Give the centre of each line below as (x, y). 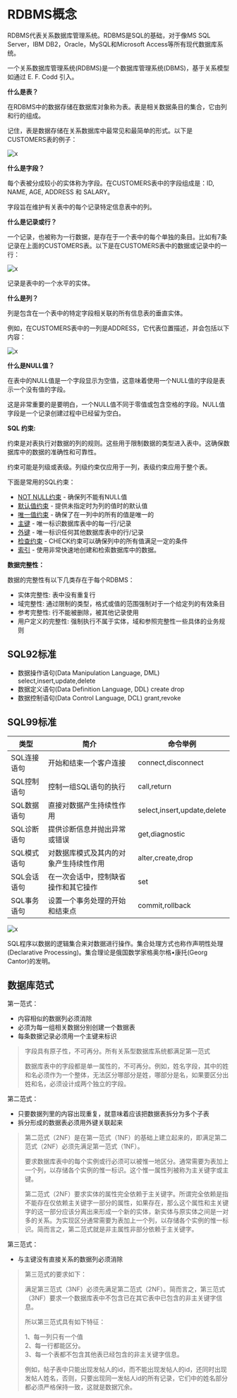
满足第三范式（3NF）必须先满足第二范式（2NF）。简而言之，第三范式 (125, 1289)
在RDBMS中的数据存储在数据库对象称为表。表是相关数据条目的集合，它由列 (117, 107)
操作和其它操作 (73, 887)
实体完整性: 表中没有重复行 (56, 595)
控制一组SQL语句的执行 (87, 786)
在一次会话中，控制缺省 (87, 877)
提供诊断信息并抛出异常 (87, 829)
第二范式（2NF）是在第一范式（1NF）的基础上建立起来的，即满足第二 (126, 1138)
